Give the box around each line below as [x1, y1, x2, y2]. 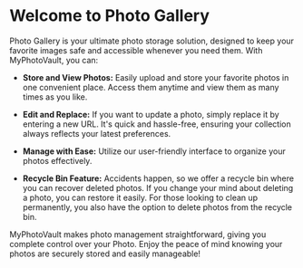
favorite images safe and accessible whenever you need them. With [9, 44, 263, 55]
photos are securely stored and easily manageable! [9, 248, 201, 259]
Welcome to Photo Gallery [9, 5, 210, 26]
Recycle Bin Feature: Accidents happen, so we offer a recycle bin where [22, 173, 295, 184]
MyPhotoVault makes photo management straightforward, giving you [9, 228, 267, 240]
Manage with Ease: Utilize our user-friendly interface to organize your [22, 146, 286, 157]
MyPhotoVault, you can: [9, 54, 99, 65]
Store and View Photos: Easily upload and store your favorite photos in [22, 72, 289, 82]
